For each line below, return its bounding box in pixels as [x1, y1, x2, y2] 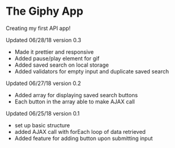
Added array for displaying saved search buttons [14, 91, 138, 98]
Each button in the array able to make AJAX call [14, 98, 135, 105]
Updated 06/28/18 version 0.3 [6, 36, 81, 43]
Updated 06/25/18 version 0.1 [6, 109, 80, 117]
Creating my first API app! [6, 24, 71, 32]
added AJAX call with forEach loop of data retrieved [14, 128, 146, 135]
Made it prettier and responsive [14, 48, 94, 56]
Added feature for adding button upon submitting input [14, 135, 154, 142]
